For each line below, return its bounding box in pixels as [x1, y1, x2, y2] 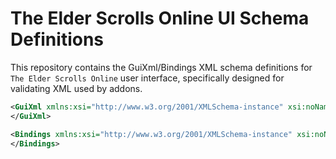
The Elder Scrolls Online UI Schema [10, 7, 310, 30]
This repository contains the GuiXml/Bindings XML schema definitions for [10, 61, 313, 73]
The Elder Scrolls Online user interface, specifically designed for [10, 72, 285, 84]
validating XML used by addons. [10, 82, 143, 94]
